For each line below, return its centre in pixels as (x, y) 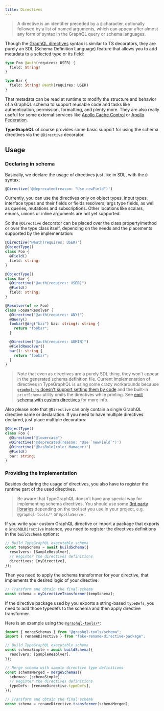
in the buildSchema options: (32, 534)
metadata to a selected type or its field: (45, 54)
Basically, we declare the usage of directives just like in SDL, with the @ (76, 175)
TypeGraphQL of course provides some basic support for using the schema (82, 129)
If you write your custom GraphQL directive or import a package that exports (82, 524)
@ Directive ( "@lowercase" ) (36, 438)
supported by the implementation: (39, 233)
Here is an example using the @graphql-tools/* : (53, 623)
